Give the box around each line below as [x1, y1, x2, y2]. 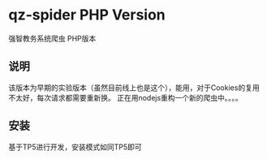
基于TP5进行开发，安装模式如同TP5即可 [8, 142, 142, 152]
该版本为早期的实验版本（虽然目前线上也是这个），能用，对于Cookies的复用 [8, 83, 260, 92]
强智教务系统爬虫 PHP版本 [8, 33, 97, 43]
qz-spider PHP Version [8, 6, 166, 24]
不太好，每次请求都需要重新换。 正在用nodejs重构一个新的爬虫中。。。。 [8, 92, 243, 102]
